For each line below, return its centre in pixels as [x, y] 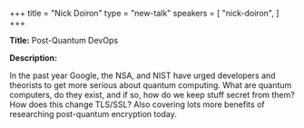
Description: [33, 58]
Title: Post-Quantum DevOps [64, 40]
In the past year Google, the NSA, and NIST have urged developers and [142, 75]
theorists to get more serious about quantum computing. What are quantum [151, 85]
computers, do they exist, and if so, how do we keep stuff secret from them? [152, 95]
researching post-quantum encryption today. [93, 114]
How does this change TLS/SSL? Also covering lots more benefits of [137, 104]
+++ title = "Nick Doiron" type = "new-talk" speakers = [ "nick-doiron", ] [144, 13]
